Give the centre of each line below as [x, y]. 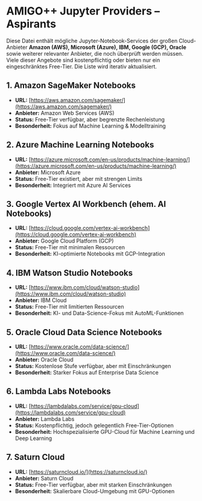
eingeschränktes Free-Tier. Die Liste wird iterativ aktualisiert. [82, 66]
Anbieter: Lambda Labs [45, 419]
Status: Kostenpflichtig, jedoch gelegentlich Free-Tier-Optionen [94, 425]
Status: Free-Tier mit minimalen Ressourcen [70, 247]
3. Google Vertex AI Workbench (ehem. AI [86, 204]
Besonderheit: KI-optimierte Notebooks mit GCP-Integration [90, 254]
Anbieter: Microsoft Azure [48, 172]
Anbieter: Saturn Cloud [44, 478]
